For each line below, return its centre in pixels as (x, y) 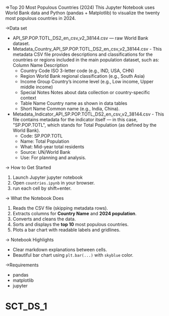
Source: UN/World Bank (45, 152)
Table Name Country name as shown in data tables (74, 103)
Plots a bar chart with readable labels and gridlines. (66, 230)
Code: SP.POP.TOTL (41, 136)
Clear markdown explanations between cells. (60, 250)
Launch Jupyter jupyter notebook (48, 177)
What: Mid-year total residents (52, 147)
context (28, 98)
